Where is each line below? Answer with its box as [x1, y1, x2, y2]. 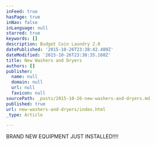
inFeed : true [6, 8, 38, 15]
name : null [11, 74, 38, 80]
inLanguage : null [6, 25, 48, 31]
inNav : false [6, 19, 38, 25]
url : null [11, 85, 35, 91]
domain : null [11, 80, 43, 85]
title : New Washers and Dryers [6, 57, 82, 63]
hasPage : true [6, 14, 41, 20]
